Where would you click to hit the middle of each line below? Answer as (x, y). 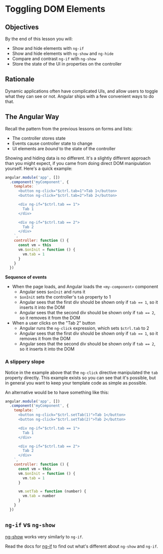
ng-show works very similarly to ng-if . (44, 536)
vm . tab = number (39, 496)
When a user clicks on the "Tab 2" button (54, 323)
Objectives (22, 27)
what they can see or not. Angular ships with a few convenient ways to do (80, 96)
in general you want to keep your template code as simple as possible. (76, 383)
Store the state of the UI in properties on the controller (67, 64)
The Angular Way (32, 117)
